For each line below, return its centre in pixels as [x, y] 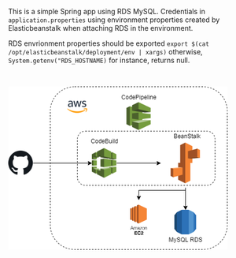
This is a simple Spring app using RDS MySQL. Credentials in [107, 11]
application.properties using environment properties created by [114, 20]
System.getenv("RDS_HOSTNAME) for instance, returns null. [99, 60]
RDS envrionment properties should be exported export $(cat [109, 43]
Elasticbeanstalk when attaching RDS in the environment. [101, 28]
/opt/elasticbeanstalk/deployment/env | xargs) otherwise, [105, 52]
